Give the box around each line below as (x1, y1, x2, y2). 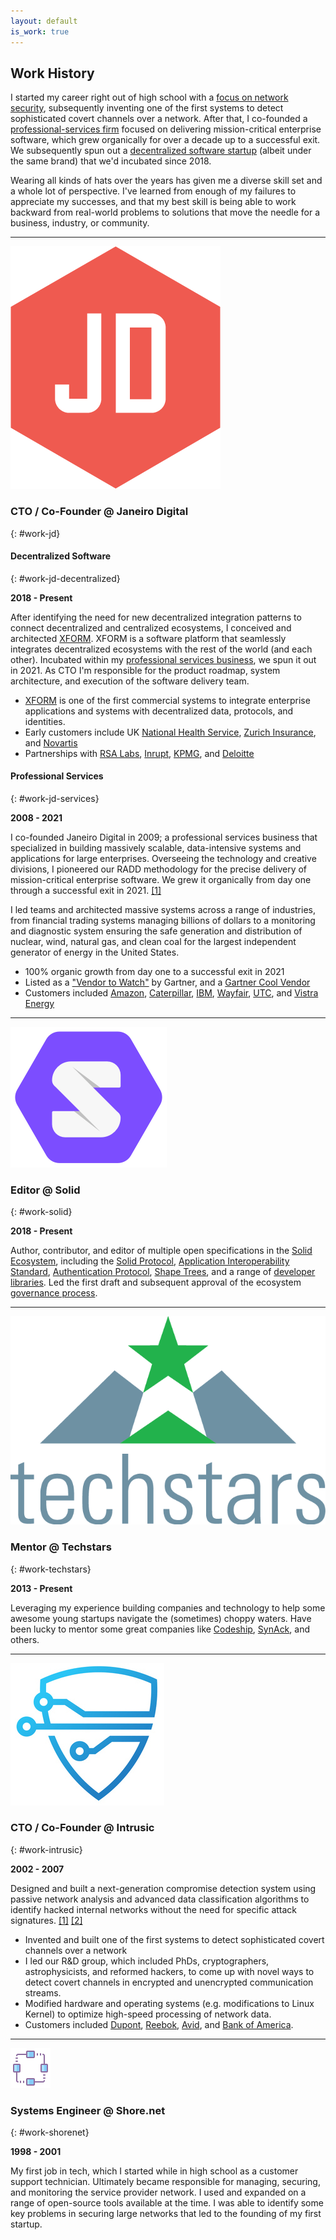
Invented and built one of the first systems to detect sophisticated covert (24, 1933, 325, 1945)
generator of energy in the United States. (10, 946, 180, 959)
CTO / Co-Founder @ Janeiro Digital (10, 505, 189, 519)
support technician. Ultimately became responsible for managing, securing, (10, 2176, 321, 2188)
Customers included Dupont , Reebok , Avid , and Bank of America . (24, 2018, 294, 2030)
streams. (24, 1986, 62, 1999)
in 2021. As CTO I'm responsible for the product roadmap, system (10, 664, 281, 676)
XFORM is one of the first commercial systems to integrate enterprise (24, 694, 311, 706)
